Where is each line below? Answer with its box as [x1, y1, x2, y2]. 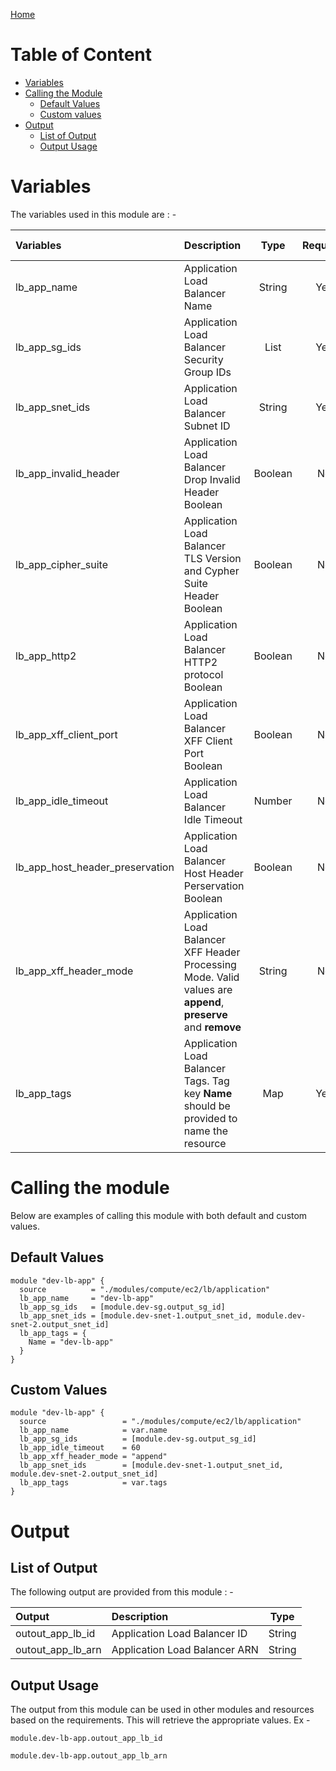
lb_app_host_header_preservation [15, 860, 175, 874]
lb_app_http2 [15, 649, 77, 663]
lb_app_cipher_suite [15, 557, 108, 571]
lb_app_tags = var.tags [19, 1478, 168, 1488]
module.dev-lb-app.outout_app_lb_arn [10, 1751, 168, 1761]
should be [183, 1099, 231, 1113]
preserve [183, 1007, 228, 1021]
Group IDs [183, 365, 232, 379]
